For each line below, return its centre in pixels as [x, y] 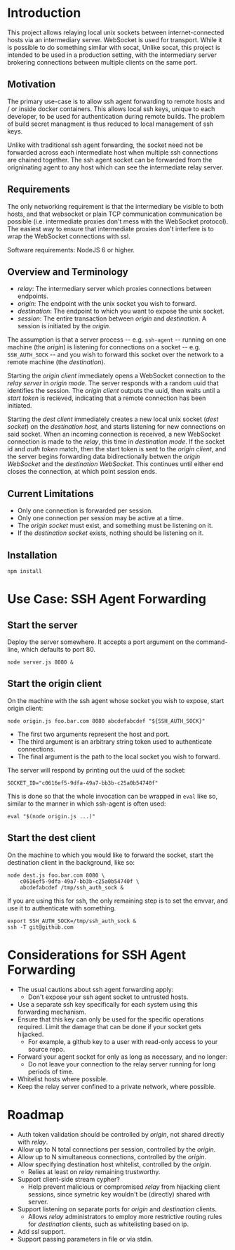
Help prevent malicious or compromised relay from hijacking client [124, 1187]
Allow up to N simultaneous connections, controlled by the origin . [112, 1156]
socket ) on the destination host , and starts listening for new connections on [116, 427]
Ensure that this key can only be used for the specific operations [110, 1019]
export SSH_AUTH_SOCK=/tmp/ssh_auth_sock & [72, 921]
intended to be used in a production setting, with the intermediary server [112, 55]
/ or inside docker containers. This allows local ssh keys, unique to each [111, 109]
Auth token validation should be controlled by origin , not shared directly [121, 1134]
